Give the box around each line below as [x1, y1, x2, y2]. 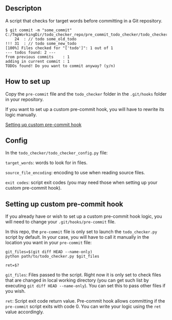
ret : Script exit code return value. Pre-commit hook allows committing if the [5, 298, 165, 304]
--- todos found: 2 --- [5, 50, 56, 55]
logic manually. [5, 111, 37, 118]
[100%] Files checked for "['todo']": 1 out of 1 [5, 45, 114, 51]
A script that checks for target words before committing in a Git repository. [5, 17, 163, 24]
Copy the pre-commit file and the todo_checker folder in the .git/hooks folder [5, 90, 167, 97]
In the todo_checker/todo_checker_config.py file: [5, 150, 108, 156]
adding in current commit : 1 [5, 59, 70, 64]
